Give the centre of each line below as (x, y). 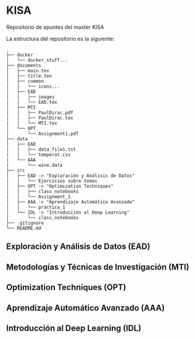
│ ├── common (25, 81)
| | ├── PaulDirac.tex (40, 118)
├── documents (24, 65)
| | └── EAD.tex (32, 102)
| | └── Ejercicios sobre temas (52, 181)
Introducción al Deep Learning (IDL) (74, 328)
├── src (16, 170)
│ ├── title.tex (29, 76)
